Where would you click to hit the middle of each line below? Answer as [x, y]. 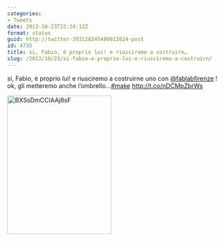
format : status [29, 33]
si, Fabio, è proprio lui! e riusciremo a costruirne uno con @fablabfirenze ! [112, 78]
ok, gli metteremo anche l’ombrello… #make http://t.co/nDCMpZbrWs [105, 86]
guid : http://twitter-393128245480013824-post [76, 39]
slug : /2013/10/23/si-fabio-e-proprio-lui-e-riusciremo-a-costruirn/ [110, 59]
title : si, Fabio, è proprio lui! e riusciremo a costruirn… [97, 53]
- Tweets [20, 20]
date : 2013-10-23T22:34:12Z [48, 26]
